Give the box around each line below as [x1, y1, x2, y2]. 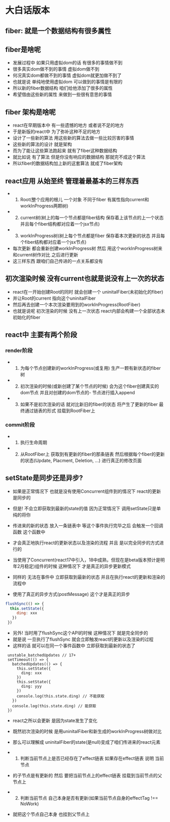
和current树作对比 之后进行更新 [12, 252, 79, 258]
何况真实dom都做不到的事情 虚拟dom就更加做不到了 [12, 72, 122, 79]
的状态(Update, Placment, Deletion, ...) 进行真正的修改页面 [20, 457, 142, 463]
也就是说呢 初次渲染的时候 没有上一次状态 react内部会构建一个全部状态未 [12, 308, 165, 314]
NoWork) [20, 801, 39, 807]
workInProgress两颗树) [20, 203, 69, 209]
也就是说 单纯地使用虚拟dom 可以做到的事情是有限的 [12, 79, 123, 85]
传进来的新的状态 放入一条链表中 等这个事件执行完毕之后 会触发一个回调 [12, 522, 163, 528]
